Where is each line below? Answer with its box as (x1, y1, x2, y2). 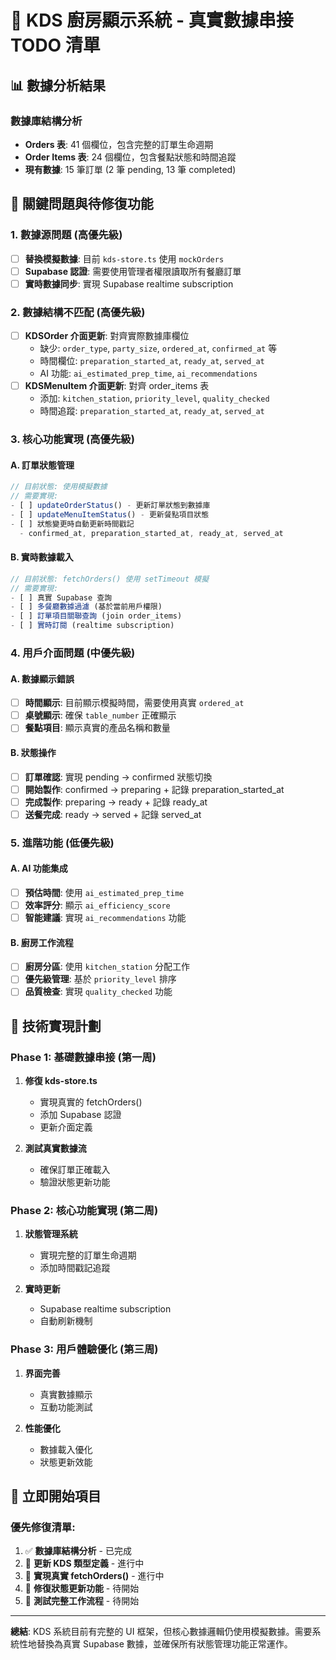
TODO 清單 (10, 34, 101, 57)
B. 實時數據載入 (10, 551, 74, 563)
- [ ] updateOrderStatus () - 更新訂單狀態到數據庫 (10, 501, 211, 511)
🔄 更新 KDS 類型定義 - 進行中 (24, 1557, 145, 1570)
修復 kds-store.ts (24, 1075, 98, 1087)
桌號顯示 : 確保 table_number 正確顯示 (24, 709, 177, 721)
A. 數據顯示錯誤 (10, 672, 75, 685)
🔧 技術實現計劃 (10, 1017, 102, 1035)
